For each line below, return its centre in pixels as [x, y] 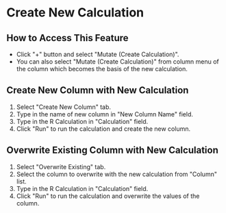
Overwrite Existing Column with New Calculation [112, 150]
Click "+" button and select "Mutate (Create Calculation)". [98, 54]
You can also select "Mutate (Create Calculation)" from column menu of [118, 62]
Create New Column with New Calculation [98, 90]
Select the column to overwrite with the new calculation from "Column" [116, 174]
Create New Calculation [75, 13]
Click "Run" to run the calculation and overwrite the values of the [108, 196]
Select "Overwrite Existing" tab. [61, 166]
